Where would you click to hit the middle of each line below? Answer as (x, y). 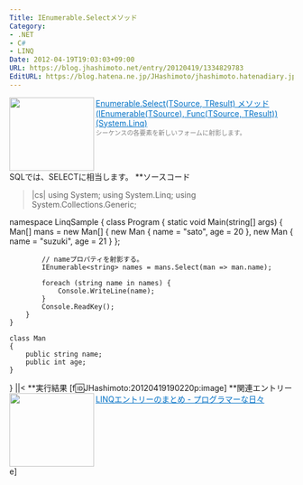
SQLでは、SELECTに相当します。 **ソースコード (100, 176)
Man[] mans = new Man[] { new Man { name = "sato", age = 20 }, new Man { (151, 231)
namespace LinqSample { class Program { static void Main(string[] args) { (146, 221)
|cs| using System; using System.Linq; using (114, 194)
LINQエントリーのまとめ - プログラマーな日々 (180, 399)
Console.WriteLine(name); (106, 291)
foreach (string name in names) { (106, 283)
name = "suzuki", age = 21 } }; (65, 241)
